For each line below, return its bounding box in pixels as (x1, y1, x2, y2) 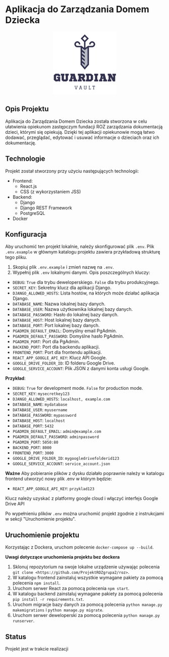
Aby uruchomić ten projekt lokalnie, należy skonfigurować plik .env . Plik (5, 243, 155, 249)
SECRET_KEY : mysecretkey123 (12, 390, 70, 396)
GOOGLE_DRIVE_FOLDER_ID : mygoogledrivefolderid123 (12, 455, 120, 461)
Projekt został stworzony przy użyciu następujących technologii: (5, 168, 139, 174)
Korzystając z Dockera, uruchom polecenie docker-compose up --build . (5, 544, 154, 551)
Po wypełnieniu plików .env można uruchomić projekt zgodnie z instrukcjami (5, 510, 164, 517)
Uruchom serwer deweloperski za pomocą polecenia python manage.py (12, 612, 160, 618)
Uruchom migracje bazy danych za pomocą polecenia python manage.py (12, 602, 162, 608)
